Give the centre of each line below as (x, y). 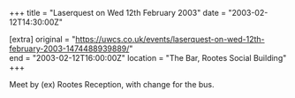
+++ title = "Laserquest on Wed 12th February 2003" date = (118, 13)
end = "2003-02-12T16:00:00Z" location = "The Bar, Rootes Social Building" (148, 58)
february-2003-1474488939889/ (69, 49)
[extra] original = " (42, 39)
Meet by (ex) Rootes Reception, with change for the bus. (112, 84)
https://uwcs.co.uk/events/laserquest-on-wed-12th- (170, 39)
